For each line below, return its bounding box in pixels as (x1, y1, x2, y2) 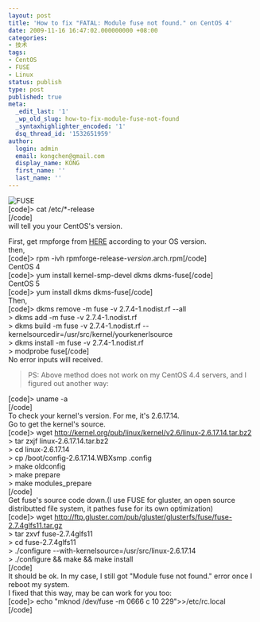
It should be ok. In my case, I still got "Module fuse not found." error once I (8, 571, 253, 581)
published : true (8, 93, 62, 101)
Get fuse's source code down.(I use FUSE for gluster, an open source (8, 495, 236, 504)
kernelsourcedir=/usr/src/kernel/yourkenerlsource (8, 329, 173, 338)
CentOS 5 (8, 279, 41, 288)
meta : (8, 100, 26, 108)
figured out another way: (27, 378, 109, 388)
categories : (8, 33, 48, 42)
